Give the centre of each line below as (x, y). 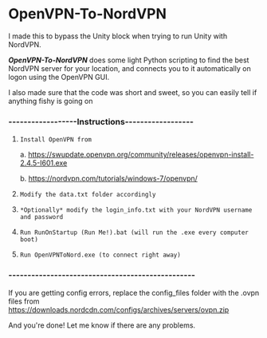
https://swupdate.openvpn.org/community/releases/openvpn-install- (141, 155)
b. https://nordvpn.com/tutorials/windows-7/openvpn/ (108, 179)
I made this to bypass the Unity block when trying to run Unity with (118, 36)
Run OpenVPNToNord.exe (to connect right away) (100, 255)
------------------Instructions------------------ (101, 121)
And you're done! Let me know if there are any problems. (102, 325)
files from (24, 301)
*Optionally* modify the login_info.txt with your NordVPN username (136, 210)
